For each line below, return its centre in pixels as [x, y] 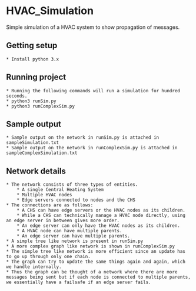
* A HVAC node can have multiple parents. [69, 231]
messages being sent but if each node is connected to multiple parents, [99, 277]
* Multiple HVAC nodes [44, 195]
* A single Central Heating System [60, 190]
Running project [36, 77]
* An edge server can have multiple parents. [74, 236]
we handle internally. [34, 267]
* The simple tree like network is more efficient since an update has [96, 252]
